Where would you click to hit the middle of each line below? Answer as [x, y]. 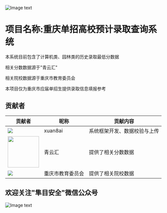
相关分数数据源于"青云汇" [31, 67]
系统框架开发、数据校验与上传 [124, 131]
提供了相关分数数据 [112, 152]
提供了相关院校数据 [112, 173]
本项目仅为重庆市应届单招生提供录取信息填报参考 [55, 88]
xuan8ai [53, 130]
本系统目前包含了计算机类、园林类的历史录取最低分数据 [62, 56]
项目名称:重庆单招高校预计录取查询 [77, 29]
